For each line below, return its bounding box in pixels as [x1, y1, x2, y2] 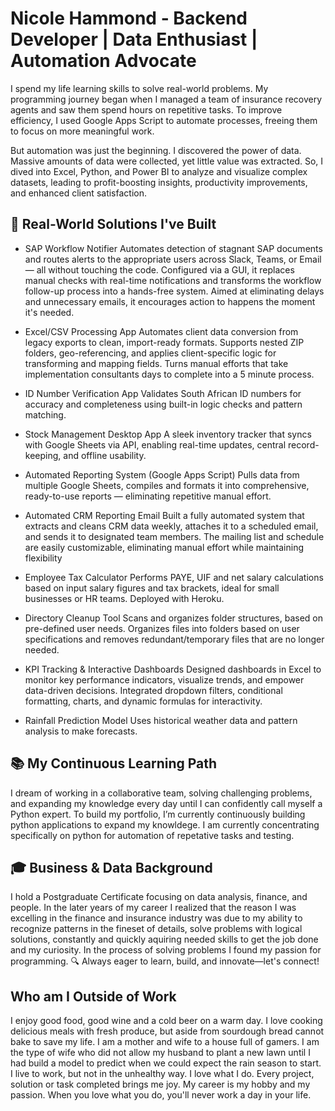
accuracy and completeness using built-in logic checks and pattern [24, 398, 303, 410]
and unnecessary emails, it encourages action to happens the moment [24, 295, 316, 307]
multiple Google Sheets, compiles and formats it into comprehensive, [24, 479, 310, 491]
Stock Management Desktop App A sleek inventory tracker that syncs [24, 428, 312, 440]
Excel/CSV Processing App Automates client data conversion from [24, 325, 299, 337]
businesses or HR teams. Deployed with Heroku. [24, 592, 225, 604]
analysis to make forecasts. [24, 725, 138, 737]
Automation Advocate [10, 50, 197, 72]
